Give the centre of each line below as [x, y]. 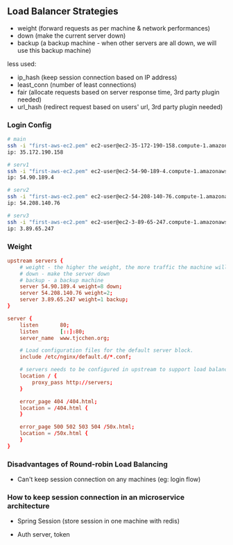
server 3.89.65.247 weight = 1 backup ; [74, 300]
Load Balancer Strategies [63, 11]
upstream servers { [35, 261]
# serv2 [18, 190]
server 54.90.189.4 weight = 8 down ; [71, 287]
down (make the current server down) [71, 35]
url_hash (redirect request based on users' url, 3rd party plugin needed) [120, 106]
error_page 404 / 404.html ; [59, 401]
